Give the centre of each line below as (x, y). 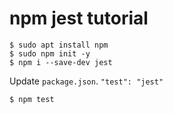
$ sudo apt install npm (59, 45)
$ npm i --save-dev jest (61, 62)
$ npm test (32, 99)
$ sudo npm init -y (50, 53)
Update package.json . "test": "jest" (86, 81)
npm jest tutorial (79, 18)
